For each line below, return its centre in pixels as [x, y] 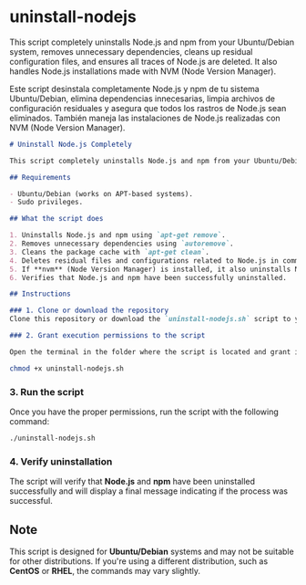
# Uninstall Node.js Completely [71, 144]
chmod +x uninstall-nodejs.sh [67, 368]
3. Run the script [47, 392]
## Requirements [40, 177]
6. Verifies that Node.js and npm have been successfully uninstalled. [148, 277]
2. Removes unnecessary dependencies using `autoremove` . [122, 244]
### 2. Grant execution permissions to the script [107, 336]
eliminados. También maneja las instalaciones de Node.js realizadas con [145, 118]
